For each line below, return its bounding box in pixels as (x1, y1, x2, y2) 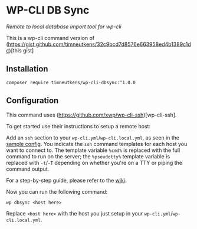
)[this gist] (8, 47, 34, 54)
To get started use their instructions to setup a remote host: (6, 122, 151, 130)
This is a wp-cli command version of (6, 34, 95, 41)
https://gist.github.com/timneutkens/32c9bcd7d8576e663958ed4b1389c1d (8, 41, 192, 48)
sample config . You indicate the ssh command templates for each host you (6, 140, 188, 147)
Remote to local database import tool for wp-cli (6, 23, 122, 30)
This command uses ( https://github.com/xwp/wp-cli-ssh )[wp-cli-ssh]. (6, 111, 177, 118)
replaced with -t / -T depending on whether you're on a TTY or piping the (6, 159, 183, 166)
